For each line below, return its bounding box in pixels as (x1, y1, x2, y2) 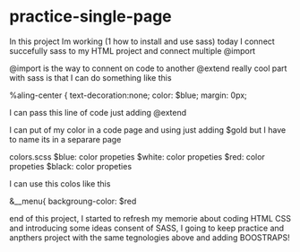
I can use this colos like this (9, 178, 111, 189)
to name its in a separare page (9, 134, 122, 144)
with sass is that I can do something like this (9, 72, 172, 83)
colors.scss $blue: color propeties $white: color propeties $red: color (9, 151, 266, 162)
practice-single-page (9, 6, 172, 27)
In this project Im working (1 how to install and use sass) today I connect (9, 36, 275, 47)
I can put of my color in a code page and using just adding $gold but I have (9, 124, 287, 135)
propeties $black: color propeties (9, 161, 133, 171)
